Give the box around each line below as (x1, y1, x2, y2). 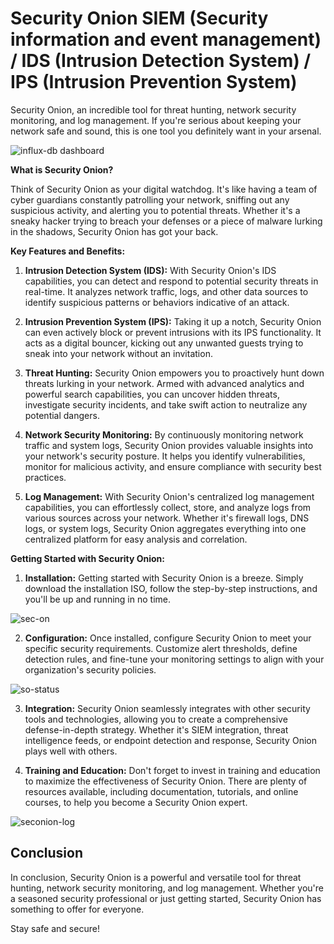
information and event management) (10, 28, 322, 51)
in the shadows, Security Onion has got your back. (10, 225, 219, 237)
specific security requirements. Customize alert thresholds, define (24, 642, 298, 654)
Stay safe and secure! (10, 922, 100, 934)
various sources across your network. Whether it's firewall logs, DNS (24, 512, 310, 524)
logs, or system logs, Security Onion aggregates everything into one (24, 522, 307, 534)
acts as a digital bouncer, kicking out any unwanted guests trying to (24, 337, 304, 349)
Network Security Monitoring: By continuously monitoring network (24, 428, 304, 441)
